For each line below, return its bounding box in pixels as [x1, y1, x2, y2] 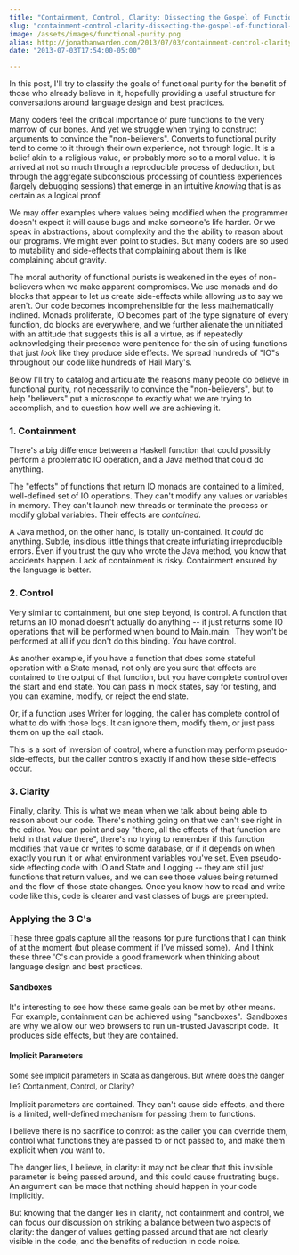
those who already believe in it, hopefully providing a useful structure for [9, 88, 276, 99]
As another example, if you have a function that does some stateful [9, 652, 255, 663]
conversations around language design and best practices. [9, 97, 225, 108]
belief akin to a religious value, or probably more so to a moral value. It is [9, 152, 276, 163]
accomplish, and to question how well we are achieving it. [9, 402, 221, 414]
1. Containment [9, 425, 77, 437]
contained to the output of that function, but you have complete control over [9, 671, 288, 682]
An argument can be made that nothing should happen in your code [9, 1180, 258, 1191]
